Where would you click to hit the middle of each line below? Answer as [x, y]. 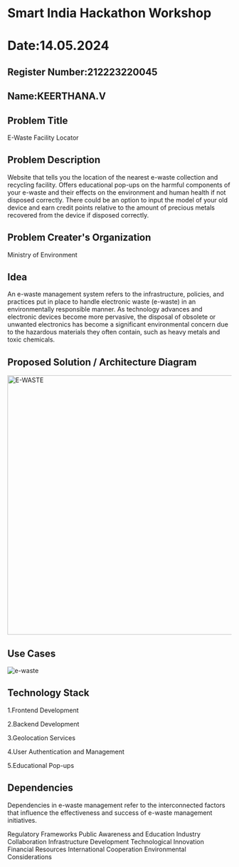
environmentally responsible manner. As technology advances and [105, 309]
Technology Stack [48, 693]
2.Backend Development [43, 724]
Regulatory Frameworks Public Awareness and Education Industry [104, 834]
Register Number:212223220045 [83, 72]
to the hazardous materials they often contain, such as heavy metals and [114, 332]
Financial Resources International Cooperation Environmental [97, 849]
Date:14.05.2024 [58, 46]
